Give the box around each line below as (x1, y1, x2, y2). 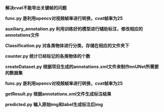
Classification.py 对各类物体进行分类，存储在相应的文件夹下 (5, 43, 129, 49)
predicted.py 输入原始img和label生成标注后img (5, 102, 103, 107)
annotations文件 (5, 32, 40, 38)
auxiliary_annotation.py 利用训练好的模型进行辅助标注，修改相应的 (5, 26, 143, 32)
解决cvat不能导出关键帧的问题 (5, 5, 67, 10)
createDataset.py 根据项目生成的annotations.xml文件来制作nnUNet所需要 (5, 64, 159, 69)
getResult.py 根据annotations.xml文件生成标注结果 (5, 91, 112, 97)
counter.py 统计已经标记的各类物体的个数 (5, 53, 90, 59)
